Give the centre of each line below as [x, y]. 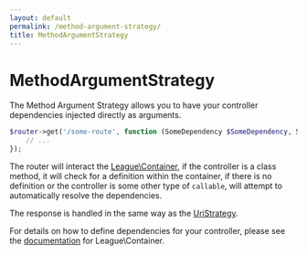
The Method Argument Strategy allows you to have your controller [134, 105]
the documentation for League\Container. [87, 240]
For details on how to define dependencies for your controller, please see [148, 230]
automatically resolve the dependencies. [86, 195]
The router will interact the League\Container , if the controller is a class [143, 166]
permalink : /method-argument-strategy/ [85, 27]
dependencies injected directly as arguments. [95, 115]
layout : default [40, 18]
